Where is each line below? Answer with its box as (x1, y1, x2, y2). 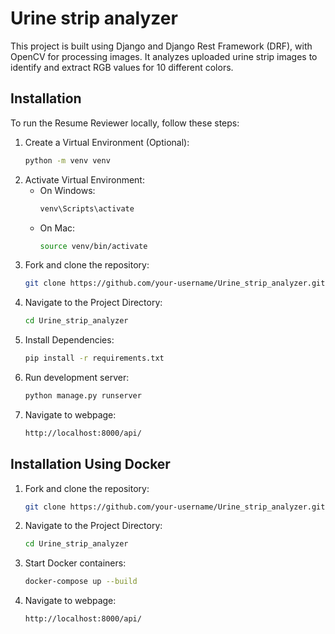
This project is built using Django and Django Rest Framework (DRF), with (10, 40, 313, 52)
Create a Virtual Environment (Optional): (24, 136, 190, 148)
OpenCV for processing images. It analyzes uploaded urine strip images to (10, 50, 318, 62)
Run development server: (24, 372, 130, 383)
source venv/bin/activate (39, 241, 148, 251)
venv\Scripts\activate (39, 203, 135, 214)
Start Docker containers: (24, 557, 127, 569)
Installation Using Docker (10, 456, 171, 473)
